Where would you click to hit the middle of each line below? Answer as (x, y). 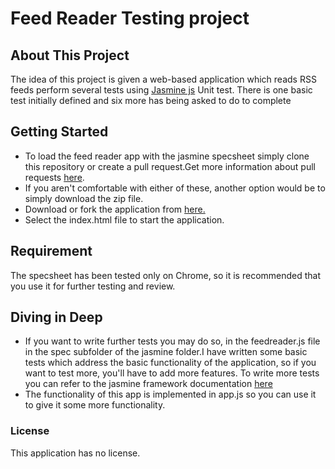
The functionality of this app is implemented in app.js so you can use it (170, 394)
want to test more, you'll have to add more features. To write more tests (172, 373)
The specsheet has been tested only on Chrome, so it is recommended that (166, 275)
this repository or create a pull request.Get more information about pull (170, 166)
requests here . (54, 177)
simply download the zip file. (84, 198)
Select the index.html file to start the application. (124, 219)
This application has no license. (75, 453)
